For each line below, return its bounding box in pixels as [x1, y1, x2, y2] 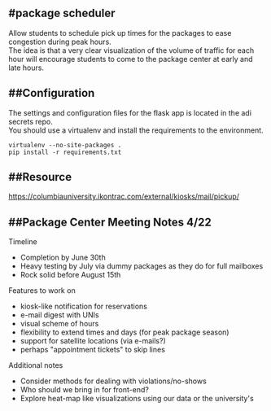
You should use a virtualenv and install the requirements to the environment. [8, 125, 264, 135]
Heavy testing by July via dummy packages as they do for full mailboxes [20, 261, 264, 271]
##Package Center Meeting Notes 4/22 [8, 215, 212, 229]
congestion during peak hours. [8, 37, 111, 46]
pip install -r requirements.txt [8, 148, 122, 156]
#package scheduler [8, 7, 116, 20]
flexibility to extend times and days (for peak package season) [20, 327, 229, 337]
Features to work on [8, 286, 76, 295]
